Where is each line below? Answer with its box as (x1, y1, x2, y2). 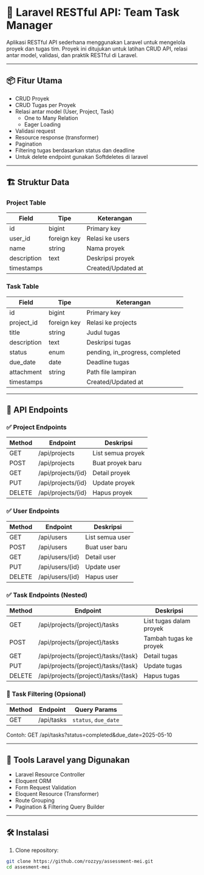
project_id (9, 318, 38, 326)
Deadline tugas (86, 357, 130, 366)
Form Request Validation (15, 784, 77, 791)
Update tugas (143, 662, 183, 670)
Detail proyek (92, 469, 131, 477)
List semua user (85, 533, 131, 541)
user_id (9, 234, 30, 243)
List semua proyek (92, 449, 145, 457)
